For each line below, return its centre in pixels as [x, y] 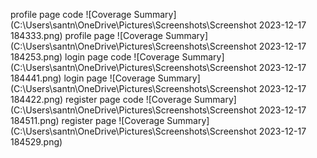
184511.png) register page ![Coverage [87, 120]
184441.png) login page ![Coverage [83, 78]
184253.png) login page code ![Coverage [95, 57]
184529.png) [36, 142]
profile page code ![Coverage [71, 14]
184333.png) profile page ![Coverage [86, 35]
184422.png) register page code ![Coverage [101, 99]
